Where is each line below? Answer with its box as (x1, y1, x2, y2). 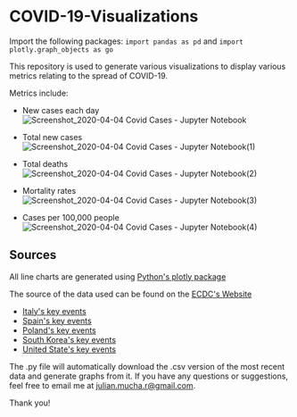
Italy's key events (21, 305, 87, 316)
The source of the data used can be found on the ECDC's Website (9, 288, 252, 299)
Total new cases (21, 131, 83, 142)
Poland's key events (21, 324, 96, 336)
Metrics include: (9, 88, 69, 98)
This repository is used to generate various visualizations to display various (9, 61, 286, 71)
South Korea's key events (21, 334, 117, 345)
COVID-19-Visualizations (9, 6, 199, 27)
